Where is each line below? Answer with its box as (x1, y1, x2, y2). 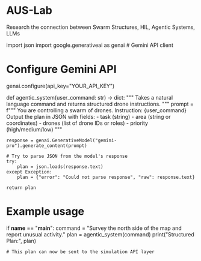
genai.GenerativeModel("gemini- (36, 137, 117, 143)
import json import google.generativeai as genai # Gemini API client (6, 41, 173, 49)
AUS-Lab (6, 4, 53, 17)
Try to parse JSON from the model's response (11, 153, 128, 159)
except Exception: (6, 169, 52, 175)
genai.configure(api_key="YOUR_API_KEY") (6, 82, 115, 89)
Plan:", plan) (6, 237, 37, 244)
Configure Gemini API (6, 62, 117, 76)
